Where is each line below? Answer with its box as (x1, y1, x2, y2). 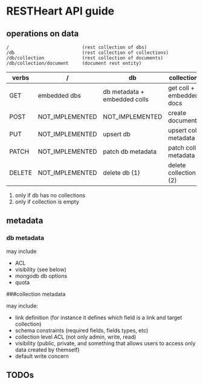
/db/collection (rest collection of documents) (6, 55, 164, 61)
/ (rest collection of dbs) (6, 44, 147, 50)
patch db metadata (103, 147, 157, 156)
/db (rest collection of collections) (6, 50, 169, 56)
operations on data (6, 28, 79, 39)
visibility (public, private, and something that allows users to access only (14, 339, 196, 346)
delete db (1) (103, 168, 140, 177)
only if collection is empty (14, 198, 80, 205)
